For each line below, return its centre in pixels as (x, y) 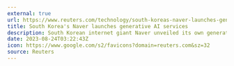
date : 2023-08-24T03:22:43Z (48, 39)
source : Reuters (31, 52)
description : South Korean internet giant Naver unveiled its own (106, 33)
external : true (29, 13)
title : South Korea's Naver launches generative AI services (98, 26)
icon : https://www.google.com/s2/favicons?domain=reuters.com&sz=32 (109, 45)
